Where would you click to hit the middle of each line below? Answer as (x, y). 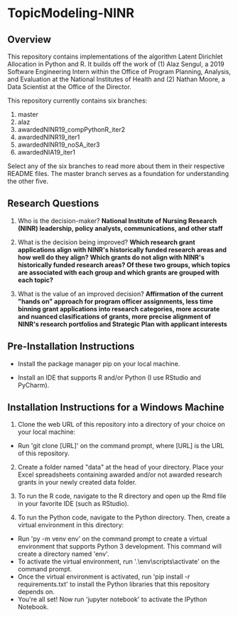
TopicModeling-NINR (71, 13)
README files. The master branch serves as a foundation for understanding (118, 173)
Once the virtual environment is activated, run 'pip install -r (104, 577)
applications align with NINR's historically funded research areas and (122, 249)
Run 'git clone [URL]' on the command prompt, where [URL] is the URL (121, 446)
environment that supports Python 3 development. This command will (120, 546)
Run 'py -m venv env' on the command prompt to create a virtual (112, 539)
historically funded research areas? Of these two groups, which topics (124, 264)
